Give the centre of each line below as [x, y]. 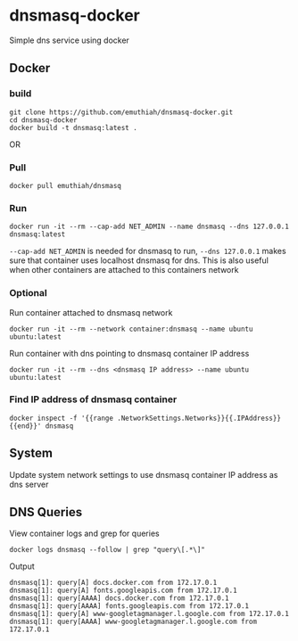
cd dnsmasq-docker [43, 120]
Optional [28, 293]
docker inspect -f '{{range [62, 418]
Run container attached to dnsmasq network [91, 312]
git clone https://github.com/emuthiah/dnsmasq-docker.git [121, 112]
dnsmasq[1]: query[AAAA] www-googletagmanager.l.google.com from [133, 622]
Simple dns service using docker [69, 40]
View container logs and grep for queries [84, 534]
